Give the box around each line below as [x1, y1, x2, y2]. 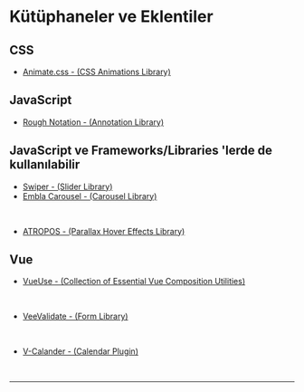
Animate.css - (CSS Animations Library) [22, 66, 172, 77]
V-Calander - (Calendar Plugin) [22, 346, 138, 357]
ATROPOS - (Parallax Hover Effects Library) [22, 225, 185, 236]
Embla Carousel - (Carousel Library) [22, 190, 157, 201]
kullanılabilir [9, 157, 81, 173]
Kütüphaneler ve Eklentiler [9, 6, 214, 27]
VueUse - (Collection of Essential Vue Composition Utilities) [22, 276, 246, 287]
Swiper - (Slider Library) [22, 181, 113, 192]
